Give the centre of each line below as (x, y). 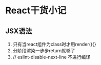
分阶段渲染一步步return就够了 (44, 51)
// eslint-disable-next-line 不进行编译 (52, 57)
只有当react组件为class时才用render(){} (54, 44)
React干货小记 (36, 10)
